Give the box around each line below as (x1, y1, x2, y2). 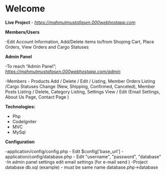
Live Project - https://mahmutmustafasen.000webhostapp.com (5, 19, 136, 25)
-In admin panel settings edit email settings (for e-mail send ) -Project (5, 159, 148, 165)
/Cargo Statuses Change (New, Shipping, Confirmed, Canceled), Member (5, 83, 156, 89)
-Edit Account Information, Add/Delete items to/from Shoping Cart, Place (5, 38, 155, 45)
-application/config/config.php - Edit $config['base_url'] (5, 148, 121, 154)
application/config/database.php (5, 154, 72, 160)
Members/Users (5, 29, 40, 35)
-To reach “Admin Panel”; (5, 63, 57, 69)
